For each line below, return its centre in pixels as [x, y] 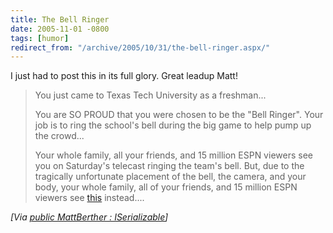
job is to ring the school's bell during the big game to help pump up [173, 125]
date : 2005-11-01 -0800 [60, 29]
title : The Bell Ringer [60, 19]
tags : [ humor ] [40, 38]
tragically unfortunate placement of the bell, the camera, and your [170, 177]
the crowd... [59, 136]
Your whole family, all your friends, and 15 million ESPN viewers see [173, 155]
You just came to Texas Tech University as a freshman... [150, 95]
